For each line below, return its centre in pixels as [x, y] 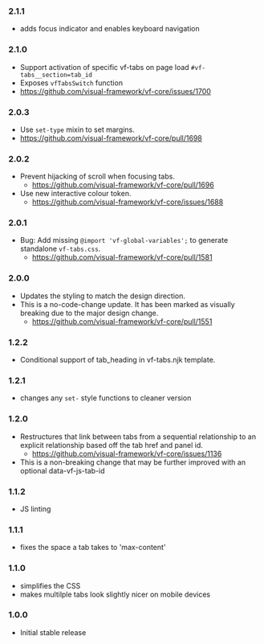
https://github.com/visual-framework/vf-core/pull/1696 [123, 185]
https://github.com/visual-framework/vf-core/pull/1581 [122, 257]
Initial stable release [53, 632]
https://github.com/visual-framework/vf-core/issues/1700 [115, 91]
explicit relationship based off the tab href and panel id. [111, 445]
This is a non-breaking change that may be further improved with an [133, 462]
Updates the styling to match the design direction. [103, 296]
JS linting [35, 509]
